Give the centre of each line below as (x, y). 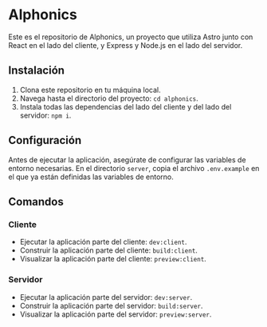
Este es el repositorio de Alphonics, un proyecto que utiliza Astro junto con (131, 37)
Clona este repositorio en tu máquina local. (90, 90)
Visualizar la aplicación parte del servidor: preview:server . (116, 314)
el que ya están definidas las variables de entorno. (91, 177)
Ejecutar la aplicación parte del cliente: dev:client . (103, 242)
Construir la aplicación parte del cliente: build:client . (108, 250)
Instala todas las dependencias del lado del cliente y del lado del (126, 106)
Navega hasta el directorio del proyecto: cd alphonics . (109, 98)
